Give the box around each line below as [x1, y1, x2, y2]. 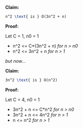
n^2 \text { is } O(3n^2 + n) [5, 14, 67, 19]
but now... [5, 58, 26, 64]
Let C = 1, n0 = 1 [5, 33, 39, 39]
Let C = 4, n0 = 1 [5, 96, 40, 103]
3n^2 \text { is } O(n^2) [5, 77, 58, 82]
